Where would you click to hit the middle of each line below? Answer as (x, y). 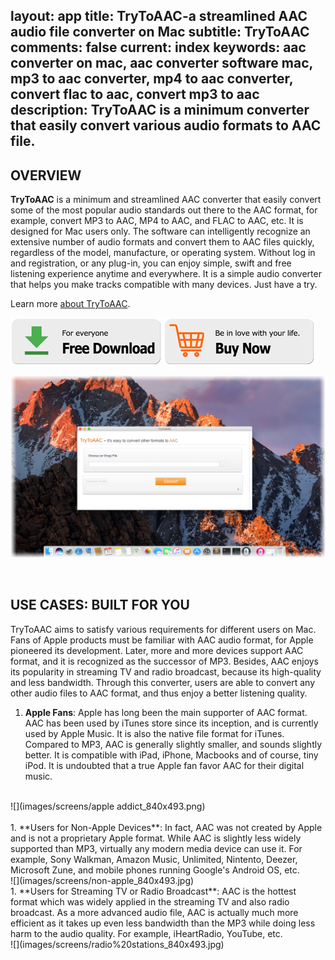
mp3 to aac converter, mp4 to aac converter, (152, 79)
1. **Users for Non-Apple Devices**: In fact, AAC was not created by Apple (166, 827)
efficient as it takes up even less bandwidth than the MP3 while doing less (163, 923)
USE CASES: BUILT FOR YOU (100, 605)
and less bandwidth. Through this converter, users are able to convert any (163, 682)
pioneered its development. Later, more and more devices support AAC (157, 650)
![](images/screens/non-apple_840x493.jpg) (102, 880)
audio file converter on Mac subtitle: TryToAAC (160, 32)
